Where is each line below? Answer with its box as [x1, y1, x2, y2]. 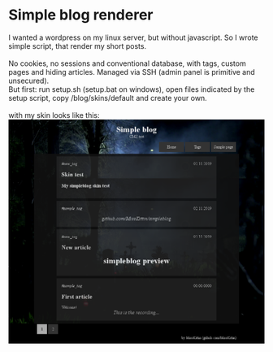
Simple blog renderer [8, 6, 154, 24]
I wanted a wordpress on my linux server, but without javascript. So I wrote [8, 33, 258, 42]
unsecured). [8, 76, 50, 85]
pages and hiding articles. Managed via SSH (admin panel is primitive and [8, 67, 256, 76]
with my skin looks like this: [8, 110, 100, 120]
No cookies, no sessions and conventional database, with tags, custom [8, 59, 246, 68]
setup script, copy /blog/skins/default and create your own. [8, 93, 207, 102]
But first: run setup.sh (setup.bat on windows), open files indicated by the [8, 84, 255, 94]
